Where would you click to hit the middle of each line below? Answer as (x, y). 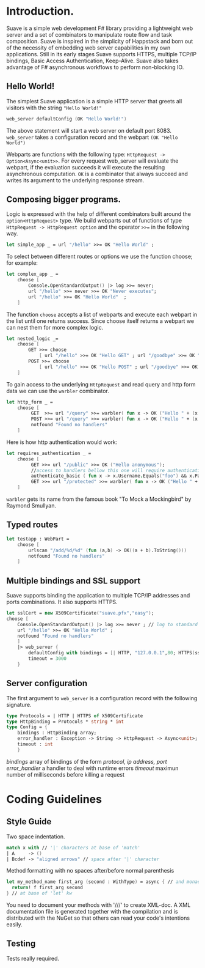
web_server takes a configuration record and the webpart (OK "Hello (92, 137)
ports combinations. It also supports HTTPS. (62, 602)
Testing (21, 944)
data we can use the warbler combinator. (58, 391)
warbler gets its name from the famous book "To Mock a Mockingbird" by (99, 499)
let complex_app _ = (33, 274)
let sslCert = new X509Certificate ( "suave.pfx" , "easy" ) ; (80, 613)
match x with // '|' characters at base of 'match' (73, 848)
